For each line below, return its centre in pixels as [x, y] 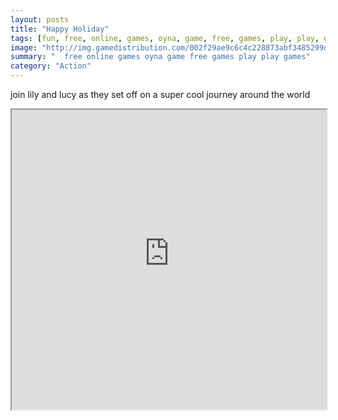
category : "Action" [51, 66]
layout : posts [40, 19]
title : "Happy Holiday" [60, 29]
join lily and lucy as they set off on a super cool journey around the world [160, 94]
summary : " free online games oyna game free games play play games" [160, 57]
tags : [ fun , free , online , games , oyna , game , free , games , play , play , [165, 38]
